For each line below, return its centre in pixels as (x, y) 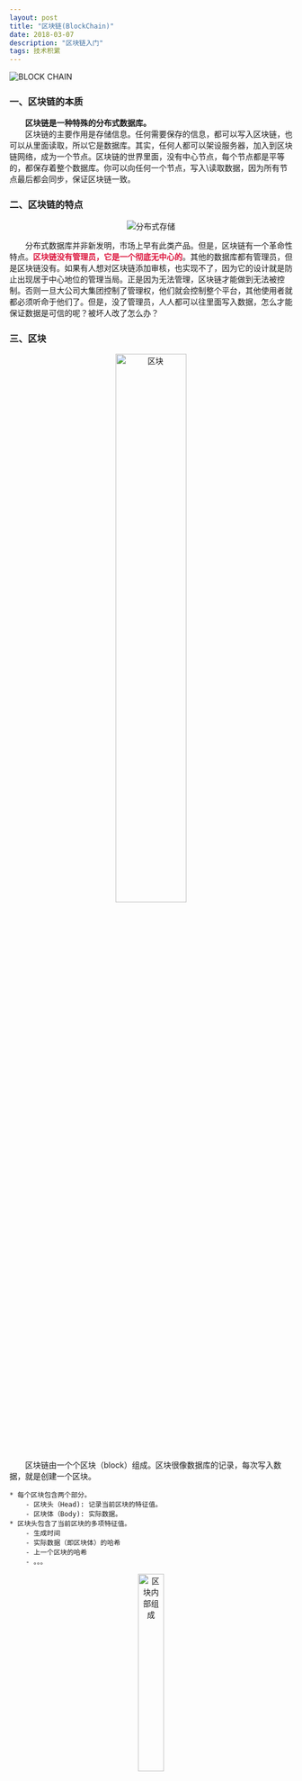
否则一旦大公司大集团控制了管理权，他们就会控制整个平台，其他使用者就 (159, 290)
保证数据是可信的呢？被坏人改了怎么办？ (84, 312)
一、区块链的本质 (46, 102)
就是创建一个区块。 (60, 1477)
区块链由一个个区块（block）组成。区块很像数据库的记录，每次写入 (150, 1465)
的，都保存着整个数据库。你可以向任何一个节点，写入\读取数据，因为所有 (145, 168)
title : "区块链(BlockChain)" (62, 26)
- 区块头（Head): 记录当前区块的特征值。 (94, 1505)
